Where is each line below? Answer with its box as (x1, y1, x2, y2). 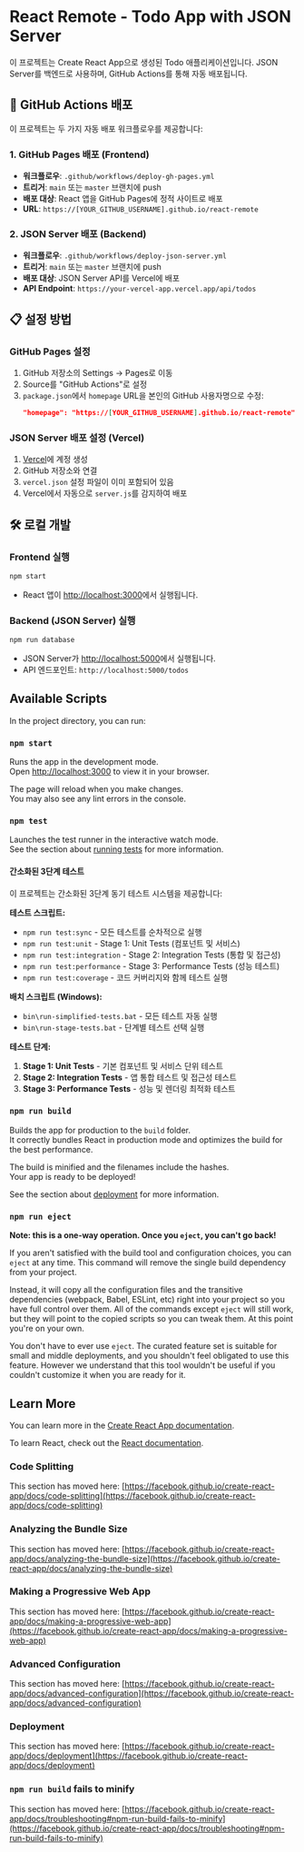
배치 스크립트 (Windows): (9, 991, 103, 1002)
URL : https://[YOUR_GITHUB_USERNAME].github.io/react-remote (22, 203, 259, 214)
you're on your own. (9, 1323, 84, 1334)
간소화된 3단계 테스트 (9, 866, 84, 876)
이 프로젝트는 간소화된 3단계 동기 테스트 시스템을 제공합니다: (9, 887, 223, 898)
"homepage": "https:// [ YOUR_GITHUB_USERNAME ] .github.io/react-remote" (22, 409, 296, 418)
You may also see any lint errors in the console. (9, 793, 186, 805)
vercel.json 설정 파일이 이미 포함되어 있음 (22, 477, 174, 488)
